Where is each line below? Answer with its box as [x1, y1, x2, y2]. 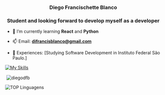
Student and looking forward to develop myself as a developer [6, 17, 160, 24]
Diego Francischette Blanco [49, 4, 117, 11]
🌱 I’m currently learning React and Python [12, 29, 99, 35]
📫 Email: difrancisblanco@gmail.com [12, 39, 92, 45]
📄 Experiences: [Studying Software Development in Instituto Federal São [12, 50, 160, 56]
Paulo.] [12, 55, 27, 61]
